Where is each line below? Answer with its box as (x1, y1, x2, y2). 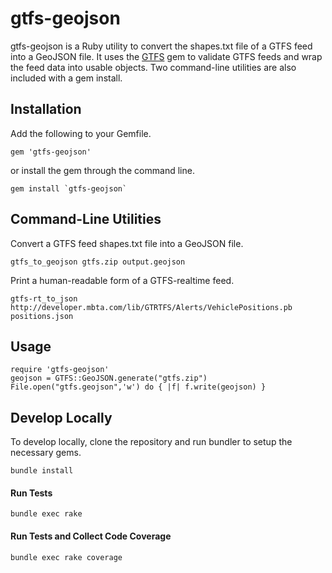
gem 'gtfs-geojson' (10, 147, 92, 157)
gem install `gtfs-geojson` (10, 183, 128, 194)
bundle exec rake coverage (10, 552, 123, 562)
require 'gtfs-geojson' (10, 365, 110, 375)
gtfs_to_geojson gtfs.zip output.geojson (10, 257, 186, 267)
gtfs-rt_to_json (10, 293, 78, 304)
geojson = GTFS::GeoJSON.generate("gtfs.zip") (10, 373, 208, 384)
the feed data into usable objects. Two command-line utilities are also (10, 61, 297, 73)
